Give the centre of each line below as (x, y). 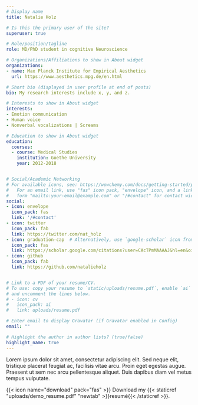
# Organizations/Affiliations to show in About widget (75, 60)
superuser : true (26, 33)
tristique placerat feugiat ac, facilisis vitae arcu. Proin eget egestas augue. (96, 365)
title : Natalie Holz (32, 17)
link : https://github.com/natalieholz (59, 267)
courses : (22, 147)
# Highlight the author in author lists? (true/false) (75, 337)
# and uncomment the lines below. (49, 294)
